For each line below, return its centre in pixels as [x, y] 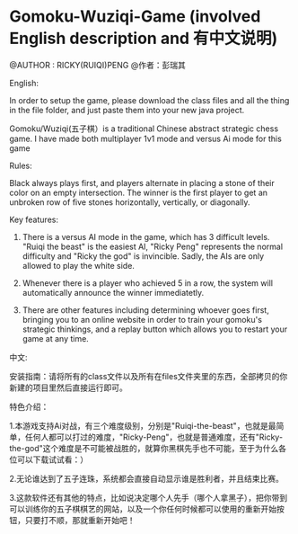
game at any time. [56, 338]
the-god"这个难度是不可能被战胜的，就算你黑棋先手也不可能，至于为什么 [144, 448]
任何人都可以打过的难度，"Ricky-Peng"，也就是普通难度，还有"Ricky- [154, 437]
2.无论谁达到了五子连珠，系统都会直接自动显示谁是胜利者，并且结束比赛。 [147, 478]
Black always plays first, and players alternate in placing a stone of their [142, 182]
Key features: [34, 219]
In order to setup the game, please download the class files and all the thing [149, 100]
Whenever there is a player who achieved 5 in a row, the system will [148, 283]
